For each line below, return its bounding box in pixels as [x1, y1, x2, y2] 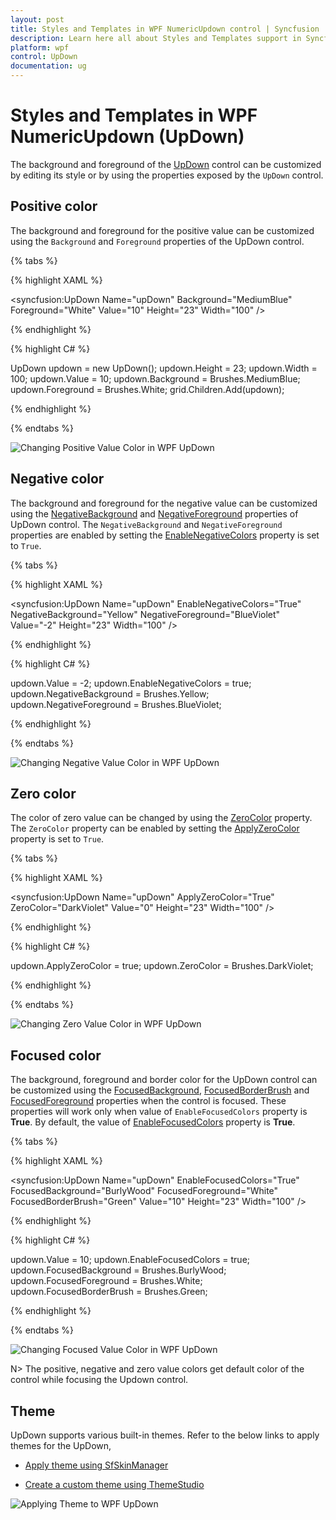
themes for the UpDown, [10, 1440, 112, 1451]
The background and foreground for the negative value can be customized [10, 497, 318, 509]
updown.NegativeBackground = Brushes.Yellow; [10, 687, 210, 700]
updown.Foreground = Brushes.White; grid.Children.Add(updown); [10, 383, 285, 395]
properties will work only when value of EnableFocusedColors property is [10, 1106, 308, 1118]
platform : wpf [10, 42, 70, 53]
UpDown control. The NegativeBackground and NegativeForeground [10, 518, 283, 530]
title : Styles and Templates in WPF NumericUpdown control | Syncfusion [10, 24, 320, 34]
